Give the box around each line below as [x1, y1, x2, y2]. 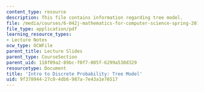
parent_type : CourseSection [6, 54, 78, 60]
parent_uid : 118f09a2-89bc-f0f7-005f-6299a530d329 [6, 59, 137, 65]
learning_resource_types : [6, 31, 72, 38]
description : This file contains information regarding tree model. [6, 15, 183, 21]
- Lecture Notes [6, 37, 47, 43]
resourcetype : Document [6, 65, 67, 71]
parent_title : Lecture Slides [6, 48, 83, 54]
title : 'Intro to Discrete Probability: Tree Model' [6, 71, 143, 77]
